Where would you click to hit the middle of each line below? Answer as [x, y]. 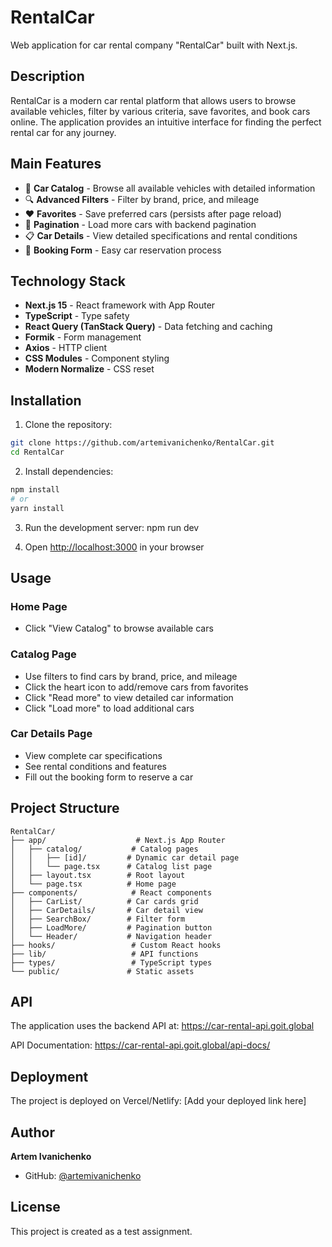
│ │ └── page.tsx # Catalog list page [111, 866]
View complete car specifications [93, 755]
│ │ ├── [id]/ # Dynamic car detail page [125, 857]
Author [32, 1132]
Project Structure [65, 808]
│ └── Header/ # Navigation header [111, 936]
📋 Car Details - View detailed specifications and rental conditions [161, 235]
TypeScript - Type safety [77, 316]
